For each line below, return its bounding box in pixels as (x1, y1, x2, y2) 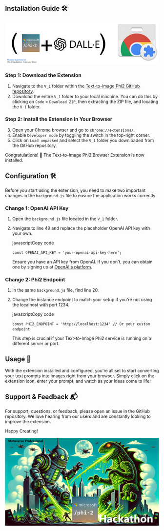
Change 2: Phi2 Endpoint (5, 276, 65, 283)
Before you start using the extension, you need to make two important (5, 187, 146, 193)
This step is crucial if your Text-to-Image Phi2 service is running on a (12, 335, 151, 341)
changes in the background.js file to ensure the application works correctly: (5, 192, 157, 198)
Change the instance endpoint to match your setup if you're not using (12, 297, 152, 303)
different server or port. (12, 341, 60, 347)
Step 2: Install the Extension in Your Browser (5, 116, 113, 123)
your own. (12, 230, 33, 236)
